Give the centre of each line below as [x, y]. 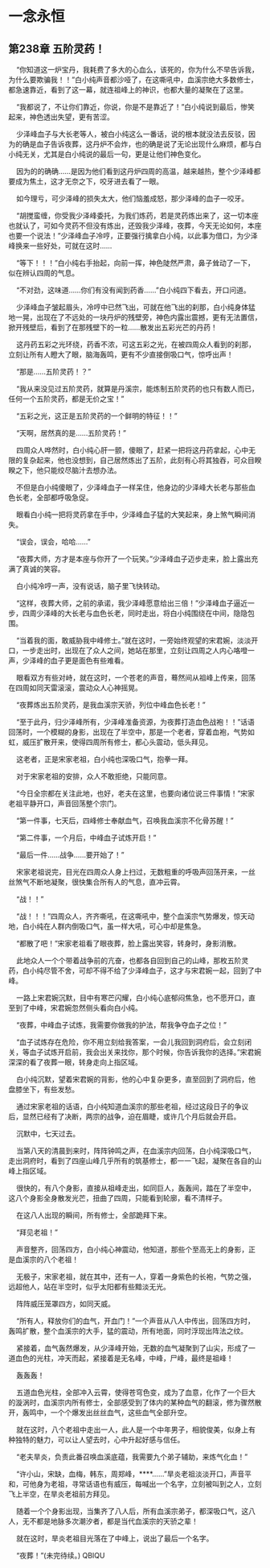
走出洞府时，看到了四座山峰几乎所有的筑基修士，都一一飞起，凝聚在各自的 [131, 1161]
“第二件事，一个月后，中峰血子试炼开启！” [86, 838]
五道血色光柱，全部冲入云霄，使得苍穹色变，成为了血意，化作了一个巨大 [135, 1392]
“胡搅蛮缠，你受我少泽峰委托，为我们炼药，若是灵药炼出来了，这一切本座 [137, 215]
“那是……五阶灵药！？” [53, 372]
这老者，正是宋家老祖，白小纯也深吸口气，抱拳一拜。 [104, 759]
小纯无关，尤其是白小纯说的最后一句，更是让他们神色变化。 [107, 154]
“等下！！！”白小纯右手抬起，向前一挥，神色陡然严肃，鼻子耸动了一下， [135, 263]
